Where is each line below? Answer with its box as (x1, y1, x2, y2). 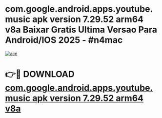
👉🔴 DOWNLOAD (5, 69, 75, 80)
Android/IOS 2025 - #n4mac (5, 35, 123, 46)
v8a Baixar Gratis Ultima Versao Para (5, 24, 158, 35)
